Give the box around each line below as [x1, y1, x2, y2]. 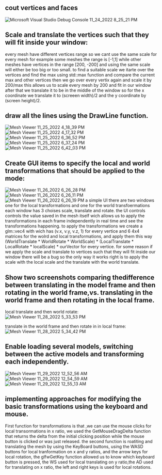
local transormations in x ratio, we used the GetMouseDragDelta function [5, 428, 151, 434]
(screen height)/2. [5, 97, 41, 103]
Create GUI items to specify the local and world [5, 159, 150, 167]
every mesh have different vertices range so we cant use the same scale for [5, 51, 157, 57]
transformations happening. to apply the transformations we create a [5, 223, 143, 229]
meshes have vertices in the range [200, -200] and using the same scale [5, 62, 150, 67]
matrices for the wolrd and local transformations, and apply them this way [5, 234, 153, 239]
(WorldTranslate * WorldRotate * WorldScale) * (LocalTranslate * [5, 238, 134, 244]
